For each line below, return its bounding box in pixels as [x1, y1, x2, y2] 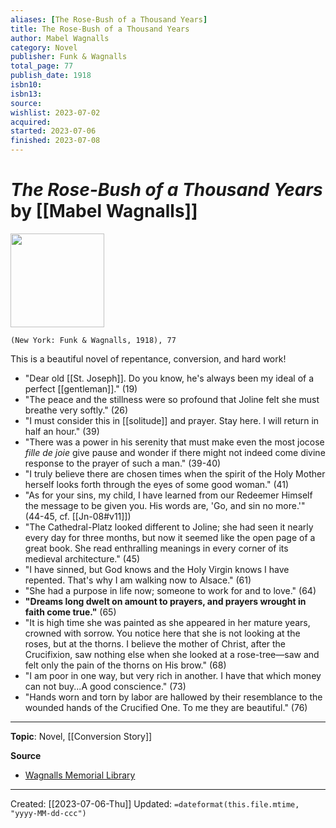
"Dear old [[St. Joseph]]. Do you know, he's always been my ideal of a [24, 372, 315, 384]
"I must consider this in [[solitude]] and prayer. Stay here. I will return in [24, 414, 320, 426]
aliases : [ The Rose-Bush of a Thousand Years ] [10, 14, 208, 25]
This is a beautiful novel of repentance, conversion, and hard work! [10, 352, 287, 365]
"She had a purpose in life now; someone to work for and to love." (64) [24, 584, 317, 596]
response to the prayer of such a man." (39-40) [24, 457, 222, 469]
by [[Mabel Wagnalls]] [10, 200, 198, 223]
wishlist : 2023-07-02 [10, 107, 101, 118]
